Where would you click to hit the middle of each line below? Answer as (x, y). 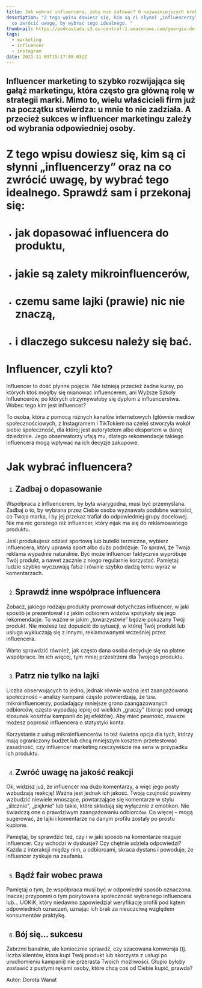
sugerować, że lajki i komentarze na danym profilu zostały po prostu (91, 819)
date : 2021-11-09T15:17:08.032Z (47, 57)
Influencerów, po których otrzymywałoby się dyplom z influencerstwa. (93, 398)
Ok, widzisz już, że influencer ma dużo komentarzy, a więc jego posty (93, 787)
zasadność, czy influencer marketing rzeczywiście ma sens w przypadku (97, 747)
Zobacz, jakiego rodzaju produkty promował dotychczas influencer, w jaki (98, 607)
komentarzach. (25, 573)
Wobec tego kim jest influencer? (46, 405)
